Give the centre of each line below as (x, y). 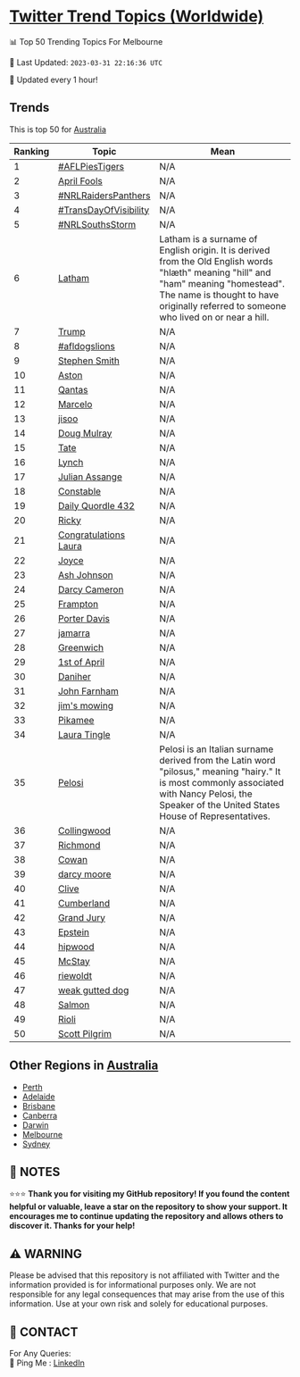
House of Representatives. (215, 816)
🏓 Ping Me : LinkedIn (47, 1363)
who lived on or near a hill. (214, 317)
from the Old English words (217, 261)
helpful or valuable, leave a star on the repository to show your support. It (149, 1206)
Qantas (73, 389)
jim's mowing (86, 705)
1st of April (81, 662)
